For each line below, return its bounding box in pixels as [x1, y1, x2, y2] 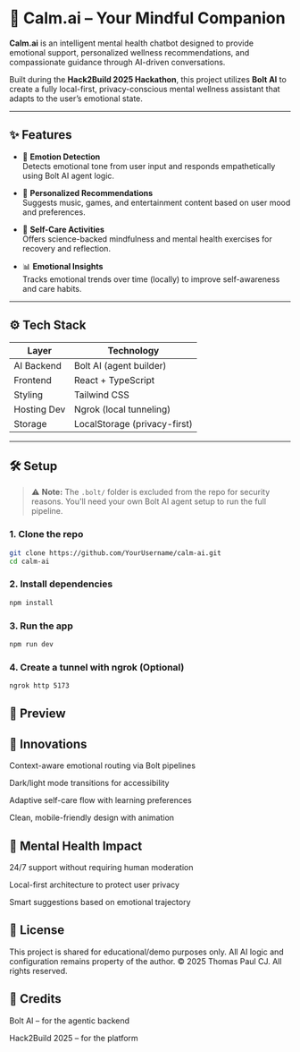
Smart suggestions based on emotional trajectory [9, 896, 191, 907]
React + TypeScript [74, 373, 154, 386]
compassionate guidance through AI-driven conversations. [9, 56, 226, 67]
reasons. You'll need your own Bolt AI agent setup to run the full [30, 496, 266, 507]
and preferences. [21, 206, 87, 218]
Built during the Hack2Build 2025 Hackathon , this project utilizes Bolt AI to [9, 73, 287, 84]
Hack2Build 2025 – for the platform [9, 1032, 138, 1043]
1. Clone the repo [9, 528, 84, 541]
